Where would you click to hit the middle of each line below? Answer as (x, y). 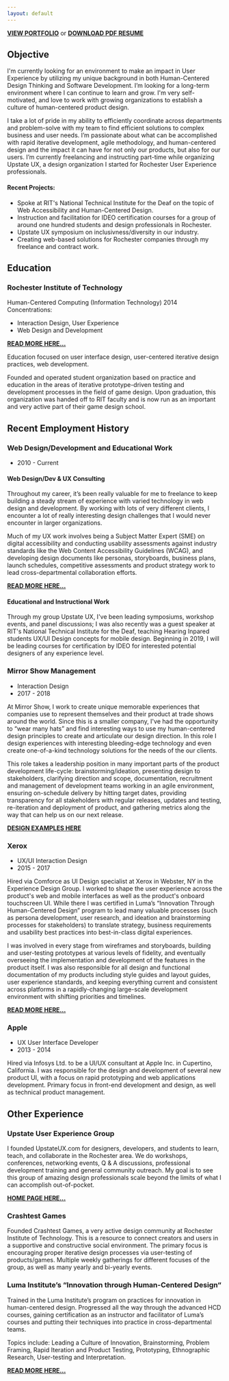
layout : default (30, 13)
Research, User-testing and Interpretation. (67, 1357)
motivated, (22, 100)
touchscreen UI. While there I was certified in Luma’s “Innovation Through (111, 904)
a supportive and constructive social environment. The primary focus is (108, 1245)
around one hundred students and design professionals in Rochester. (114, 224)
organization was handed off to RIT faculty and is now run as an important (111, 399)
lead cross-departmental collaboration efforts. (72, 573)
